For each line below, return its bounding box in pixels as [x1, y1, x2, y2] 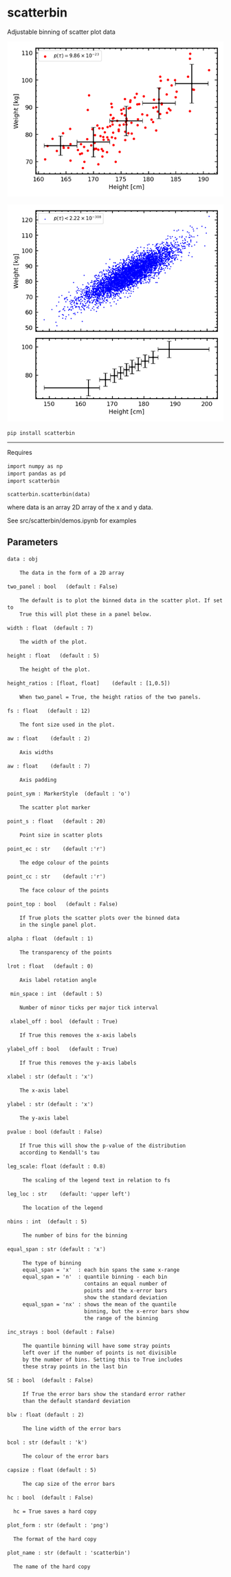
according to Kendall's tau [19, 1149, 100, 1156]
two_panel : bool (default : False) [7, 583, 118, 590]
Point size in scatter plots [19, 832, 103, 839]
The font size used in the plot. [19, 721, 115, 728]
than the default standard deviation [22, 1398, 131, 1404]
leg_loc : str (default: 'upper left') [7, 1191, 131, 1197]
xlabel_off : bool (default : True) [10, 1018, 118, 1025]
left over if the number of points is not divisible [22, 1349, 177, 1356]
